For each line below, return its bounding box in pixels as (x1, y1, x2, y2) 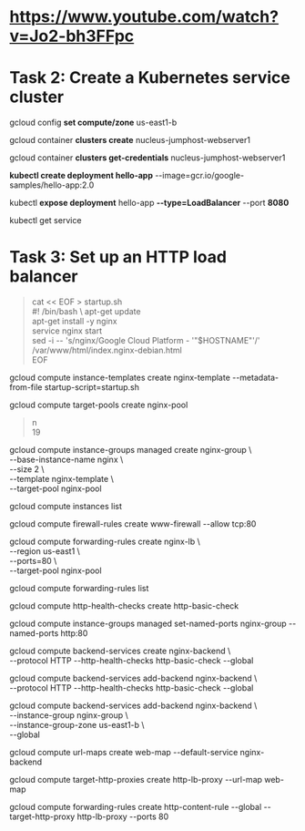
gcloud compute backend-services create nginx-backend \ (9, 645, 231, 657)
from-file (9, 382, 43, 393)
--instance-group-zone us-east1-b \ (9, 720, 145, 731)
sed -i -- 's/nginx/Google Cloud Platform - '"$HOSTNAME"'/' (31, 335, 261, 346)
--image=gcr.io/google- (154, 170, 244, 181)
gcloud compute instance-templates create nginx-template (9, 372, 230, 384)
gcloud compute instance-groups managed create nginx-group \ (9, 445, 252, 456)
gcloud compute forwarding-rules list (9, 583, 149, 594)
